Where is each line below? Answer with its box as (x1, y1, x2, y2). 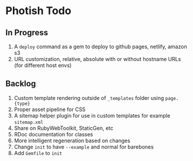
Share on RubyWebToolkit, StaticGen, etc (13, 125, 114, 132)
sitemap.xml (13, 119, 43, 125)
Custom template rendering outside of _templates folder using (13, 94, 164, 101)
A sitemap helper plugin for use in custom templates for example (13, 112, 171, 119)
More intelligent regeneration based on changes (13, 137, 130, 144)
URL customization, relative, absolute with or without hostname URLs (13, 56, 181, 62)
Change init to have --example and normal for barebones (13, 143, 154, 150)
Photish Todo (5, 4, 72, 18)
